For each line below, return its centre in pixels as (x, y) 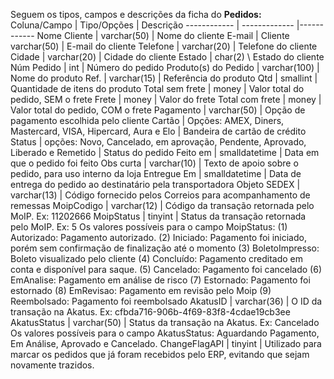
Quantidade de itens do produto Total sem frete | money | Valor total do (157, 88)
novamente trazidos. (52, 365)
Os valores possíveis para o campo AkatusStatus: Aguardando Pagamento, (165, 333)
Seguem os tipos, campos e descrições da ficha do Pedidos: (136, 14)
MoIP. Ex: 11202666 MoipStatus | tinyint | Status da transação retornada (158, 216)
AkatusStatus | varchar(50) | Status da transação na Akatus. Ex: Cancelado (165, 322)
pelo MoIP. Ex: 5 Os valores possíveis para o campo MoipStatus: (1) (149, 227)
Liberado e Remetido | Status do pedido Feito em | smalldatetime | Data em (165, 152)
